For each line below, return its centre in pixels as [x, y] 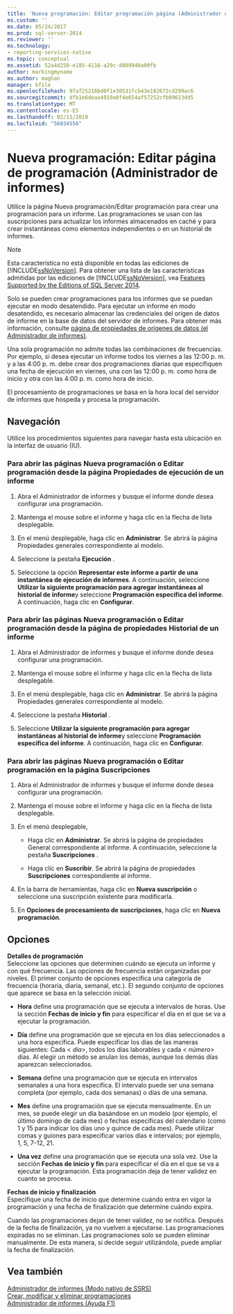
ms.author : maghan [34, 78]
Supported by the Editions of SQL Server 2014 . [74, 285]
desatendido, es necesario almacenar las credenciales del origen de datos [113, 314]
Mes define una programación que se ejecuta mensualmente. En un [114, 1105]
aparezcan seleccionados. [55, 1064]
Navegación [34, 421]
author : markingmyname [40, 72]
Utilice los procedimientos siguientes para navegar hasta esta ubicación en [114, 438]
